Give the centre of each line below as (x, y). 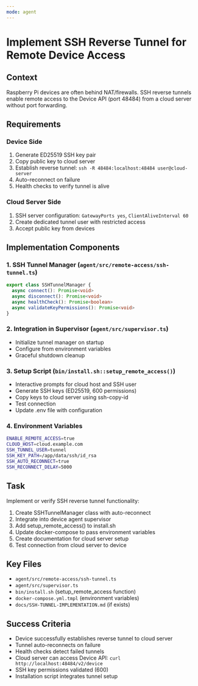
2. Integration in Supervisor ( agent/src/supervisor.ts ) (87, 329)
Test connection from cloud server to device (71, 545)
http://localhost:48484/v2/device (59, 664)
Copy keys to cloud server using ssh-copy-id (72, 398)
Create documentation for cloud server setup (72, 538)
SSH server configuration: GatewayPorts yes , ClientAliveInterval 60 (102, 215)
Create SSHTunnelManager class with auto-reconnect (83, 512)
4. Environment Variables (44, 426)
